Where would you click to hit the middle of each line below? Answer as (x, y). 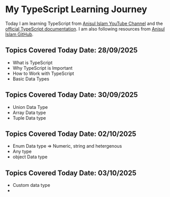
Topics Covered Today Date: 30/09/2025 (72, 95)
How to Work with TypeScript (43, 73)
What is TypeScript (32, 63)
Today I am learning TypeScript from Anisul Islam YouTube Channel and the (84, 23)
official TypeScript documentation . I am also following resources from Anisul (85, 29)
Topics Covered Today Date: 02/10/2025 (71, 134)
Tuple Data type (29, 118)
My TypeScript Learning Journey (76, 9)
